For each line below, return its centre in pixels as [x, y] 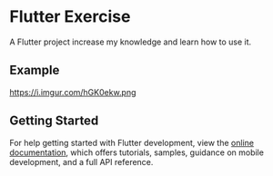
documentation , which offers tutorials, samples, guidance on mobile [136, 152]
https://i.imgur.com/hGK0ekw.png [73, 92]
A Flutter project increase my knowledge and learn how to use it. [131, 42]
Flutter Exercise [70, 17]
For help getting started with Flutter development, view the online [132, 142]
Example [35, 70]
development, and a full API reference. [81, 161]
